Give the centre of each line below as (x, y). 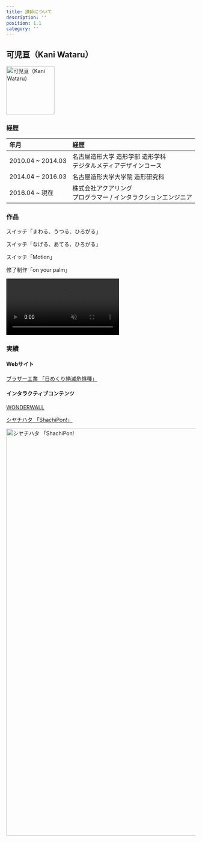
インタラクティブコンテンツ (41, 394)
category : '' (23, 29)
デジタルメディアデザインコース (117, 166)
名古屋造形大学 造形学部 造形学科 (119, 157)
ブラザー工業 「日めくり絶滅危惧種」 (52, 379)
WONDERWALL (26, 407)
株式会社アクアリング (103, 189)
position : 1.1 (24, 23)
